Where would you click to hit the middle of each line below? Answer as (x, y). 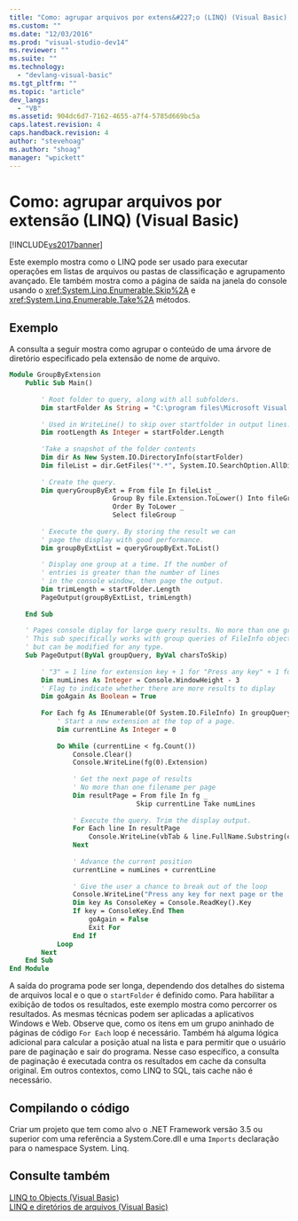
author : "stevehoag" (47, 141)
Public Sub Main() (59, 383)
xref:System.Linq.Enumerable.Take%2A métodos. (100, 300)
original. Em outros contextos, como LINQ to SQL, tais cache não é (131, 1071)
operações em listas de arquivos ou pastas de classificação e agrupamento (147, 272)
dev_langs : (29, 100)
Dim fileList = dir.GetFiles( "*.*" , (109, 465)
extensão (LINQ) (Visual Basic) (124, 221)
